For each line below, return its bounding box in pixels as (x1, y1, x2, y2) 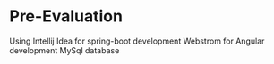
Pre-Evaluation (9, 6, 124, 27)
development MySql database (9, 44, 120, 55)
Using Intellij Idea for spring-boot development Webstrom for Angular (9, 36, 265, 46)
